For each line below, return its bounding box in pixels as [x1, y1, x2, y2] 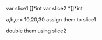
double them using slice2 [6, 27, 67, 34]
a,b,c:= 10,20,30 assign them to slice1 [6, 16, 96, 23]
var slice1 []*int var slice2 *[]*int [6, 5, 83, 12]
